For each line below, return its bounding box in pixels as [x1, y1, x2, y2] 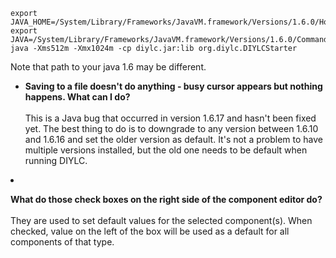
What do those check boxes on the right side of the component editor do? [10, 194, 323, 205]
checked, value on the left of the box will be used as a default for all [10, 225, 290, 237]
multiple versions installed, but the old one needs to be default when [24, 144, 308, 156]
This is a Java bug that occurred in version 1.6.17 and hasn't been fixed [24, 112, 317, 124]
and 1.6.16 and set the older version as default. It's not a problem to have [24, 134, 323, 145]
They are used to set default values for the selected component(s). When [10, 215, 313, 226]
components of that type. [10, 236, 115, 248]
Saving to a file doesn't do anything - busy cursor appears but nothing [24, 80, 323, 92]
